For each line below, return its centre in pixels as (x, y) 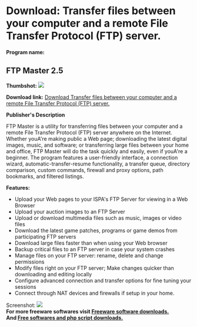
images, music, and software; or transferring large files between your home (98, 145)
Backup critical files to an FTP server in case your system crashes (95, 249)
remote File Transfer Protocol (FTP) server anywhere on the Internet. (89, 132)
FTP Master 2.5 (35, 71)
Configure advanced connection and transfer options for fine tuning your (103, 280)
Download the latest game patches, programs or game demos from (96, 230)
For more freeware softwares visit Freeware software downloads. (88, 311)
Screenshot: (21, 305)
